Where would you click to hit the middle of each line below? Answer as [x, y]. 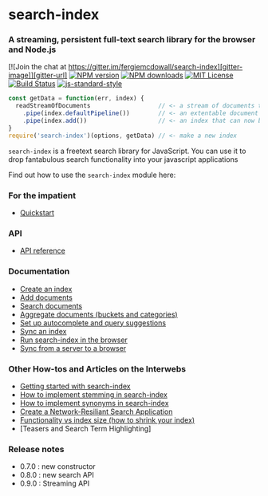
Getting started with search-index [75, 386]
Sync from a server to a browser [73, 348]
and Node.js [32, 49]
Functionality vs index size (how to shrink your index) [107, 419]
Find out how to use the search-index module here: [92, 175]
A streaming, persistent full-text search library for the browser [132, 40]
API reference [42, 251]
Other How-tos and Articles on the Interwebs [97, 368]
